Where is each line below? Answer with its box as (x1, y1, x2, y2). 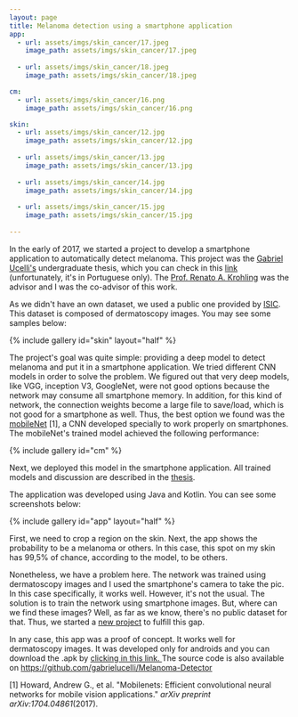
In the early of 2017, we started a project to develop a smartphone (9, 243, 251, 254)
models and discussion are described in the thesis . (9, 471, 196, 482)
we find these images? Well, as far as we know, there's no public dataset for (9, 607, 287, 617)
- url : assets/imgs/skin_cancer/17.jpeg (17, 37, 169, 47)
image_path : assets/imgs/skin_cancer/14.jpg (25, 186, 193, 195)
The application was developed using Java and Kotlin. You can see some (9, 489, 277, 500)
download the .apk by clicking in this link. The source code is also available (9, 652, 285, 664)
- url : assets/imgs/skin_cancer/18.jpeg (17, 63, 169, 72)
